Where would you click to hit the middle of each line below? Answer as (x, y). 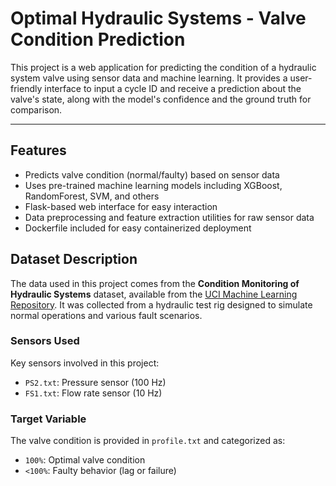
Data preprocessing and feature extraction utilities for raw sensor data (169, 217)
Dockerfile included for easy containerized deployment (138, 228)
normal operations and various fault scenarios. (106, 315)
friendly (26, 88)
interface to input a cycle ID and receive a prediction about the (173, 88)
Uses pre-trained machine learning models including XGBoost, (153, 185)
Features (38, 150)
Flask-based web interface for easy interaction (121, 206)
